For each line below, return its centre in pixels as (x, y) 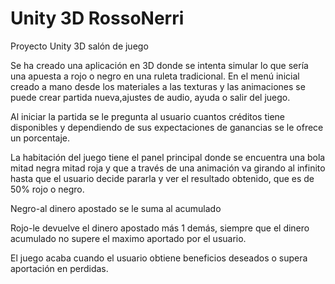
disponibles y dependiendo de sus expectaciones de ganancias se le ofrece (167, 127)
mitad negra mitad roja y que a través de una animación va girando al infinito (168, 168)
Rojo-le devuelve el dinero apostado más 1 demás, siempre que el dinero (160, 228)
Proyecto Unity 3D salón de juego (79, 46)
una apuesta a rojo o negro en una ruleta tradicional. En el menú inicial (155, 76)
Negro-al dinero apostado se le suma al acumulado (116, 208)
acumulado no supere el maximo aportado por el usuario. (128, 238)
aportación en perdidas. (59, 268)
